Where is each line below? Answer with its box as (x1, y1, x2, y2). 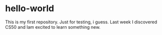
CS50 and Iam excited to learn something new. (5, 24, 101, 30)
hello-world (5, 3, 55, 14)
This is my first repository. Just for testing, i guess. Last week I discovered (5, 19, 158, 25)
